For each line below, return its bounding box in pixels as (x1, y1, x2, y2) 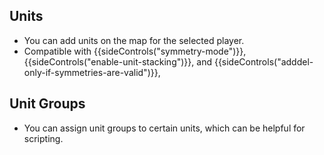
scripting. (23, 132, 64, 144)
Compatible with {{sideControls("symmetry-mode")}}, (23, 45, 247, 57)
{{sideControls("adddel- (213, 55, 314, 68)
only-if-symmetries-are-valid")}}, (23, 66, 161, 78)
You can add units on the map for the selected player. (23, 34, 245, 46)
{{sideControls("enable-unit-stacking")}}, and (23, 55, 212, 68)
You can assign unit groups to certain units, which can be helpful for (23, 122, 306, 134)
